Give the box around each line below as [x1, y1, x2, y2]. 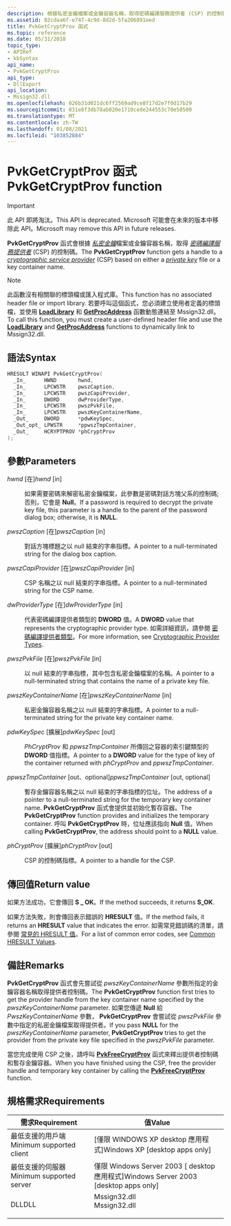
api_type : [7, 74, 36, 81]
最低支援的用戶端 [10, 1131, 67, 1140]
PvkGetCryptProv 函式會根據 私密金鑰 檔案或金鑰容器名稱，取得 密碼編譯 [7, 239, 214, 248]
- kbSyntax [7, 55, 38, 62]
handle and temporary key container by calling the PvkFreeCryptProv [7, 1067, 206, 1075]
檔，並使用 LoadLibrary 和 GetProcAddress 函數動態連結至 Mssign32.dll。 [7, 308, 220, 316]
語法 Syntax [7, 352, 56, 363]
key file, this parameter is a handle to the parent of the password [24, 506, 208, 514]
